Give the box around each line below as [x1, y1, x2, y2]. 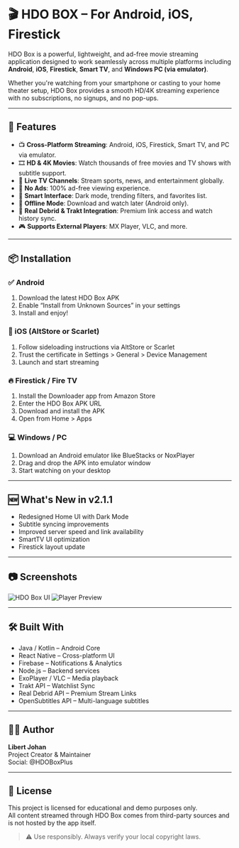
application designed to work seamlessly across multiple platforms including [8, 57, 231, 65]
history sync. [18, 214, 57, 222]
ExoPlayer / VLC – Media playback [18, 673, 119, 683]
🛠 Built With [8, 621, 65, 634]
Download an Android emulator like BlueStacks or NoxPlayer [18, 451, 195, 460]
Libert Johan [8, 742, 47, 751]
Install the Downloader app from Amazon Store [18, 392, 155, 401]
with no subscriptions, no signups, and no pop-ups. [8, 94, 159, 102]
